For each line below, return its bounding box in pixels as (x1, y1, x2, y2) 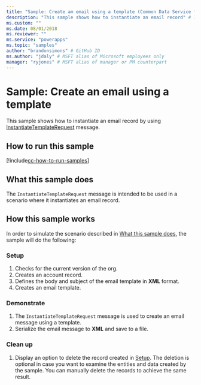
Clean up (6, 340, 33, 348)
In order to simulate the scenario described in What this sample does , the (6, 230, 187, 237)
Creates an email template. (14, 284, 81, 291)
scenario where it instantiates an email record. (6, 197, 120, 204)
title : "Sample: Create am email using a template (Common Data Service (6, 8, 191, 15)
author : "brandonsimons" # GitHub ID (6, 48, 100, 54)
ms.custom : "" (6, 20, 42, 26)
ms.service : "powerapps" (6, 37, 68, 43)
